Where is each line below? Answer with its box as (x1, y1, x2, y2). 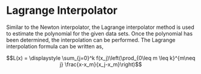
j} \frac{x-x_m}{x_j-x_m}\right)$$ (59, 61, 142, 68)
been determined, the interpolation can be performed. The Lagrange (6, 36, 176, 43)
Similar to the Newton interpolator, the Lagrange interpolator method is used (6, 23, 195, 31)
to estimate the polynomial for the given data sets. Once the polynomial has (6, 29, 193, 37)
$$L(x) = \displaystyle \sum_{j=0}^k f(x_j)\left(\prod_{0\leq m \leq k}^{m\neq (6, 54, 196, 61)
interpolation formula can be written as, (6, 43, 104, 50)
